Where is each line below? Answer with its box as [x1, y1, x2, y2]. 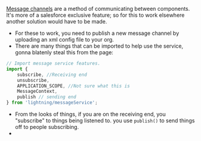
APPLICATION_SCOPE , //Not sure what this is [17, 83, 130, 89]
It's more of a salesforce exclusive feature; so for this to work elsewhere [6, 11, 185, 19]
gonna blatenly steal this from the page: [14, 49, 114, 56]
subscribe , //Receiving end [17, 72, 87, 78]
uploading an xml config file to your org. [14, 36, 114, 43]
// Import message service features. [6, 60, 101, 66]
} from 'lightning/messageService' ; [6, 99, 98, 106]
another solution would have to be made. [6, 18, 107, 25]
